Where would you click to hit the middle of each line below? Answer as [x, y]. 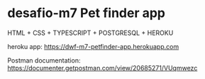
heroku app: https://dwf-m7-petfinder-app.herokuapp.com [93, 46]
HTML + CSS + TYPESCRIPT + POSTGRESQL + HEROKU [90, 33]
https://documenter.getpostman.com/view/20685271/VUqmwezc [102, 68]
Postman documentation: [44, 60]
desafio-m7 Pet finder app [86, 13]
